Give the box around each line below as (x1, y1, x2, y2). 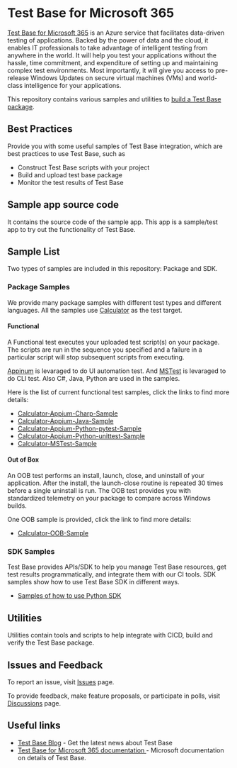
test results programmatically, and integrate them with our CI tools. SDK (7, 570, 216, 579)
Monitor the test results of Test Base (17, 178, 124, 187)
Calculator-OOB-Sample (17, 529, 89, 538)
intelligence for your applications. (23, 81, 122, 89)
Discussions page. (7, 699, 62, 707)
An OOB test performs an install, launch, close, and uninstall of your (7, 472, 205, 480)
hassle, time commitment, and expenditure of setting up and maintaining (7, 58, 219, 67)
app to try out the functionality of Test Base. (7, 225, 136, 233)
